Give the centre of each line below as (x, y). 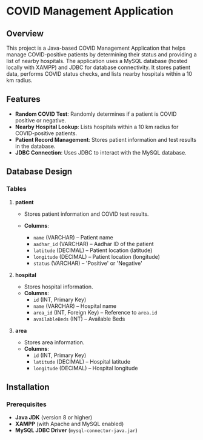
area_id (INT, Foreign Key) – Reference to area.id (95, 312)
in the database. (35, 146)
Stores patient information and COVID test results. (86, 214)
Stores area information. (54, 342)
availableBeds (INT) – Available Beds (79, 319)
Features (23, 99)
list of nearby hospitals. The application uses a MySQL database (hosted (97, 61)
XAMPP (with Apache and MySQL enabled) (69, 424)
